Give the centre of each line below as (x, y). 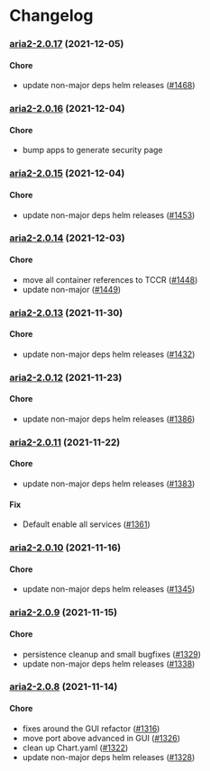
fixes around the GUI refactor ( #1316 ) (91, 728)
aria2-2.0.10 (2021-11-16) (65, 548)
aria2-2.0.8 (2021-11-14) (64, 687)
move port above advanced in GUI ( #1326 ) (101, 738)
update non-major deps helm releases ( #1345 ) (109, 589)
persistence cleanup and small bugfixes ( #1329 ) (111, 654)
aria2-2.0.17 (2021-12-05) (67, 44)
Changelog (51, 16)
